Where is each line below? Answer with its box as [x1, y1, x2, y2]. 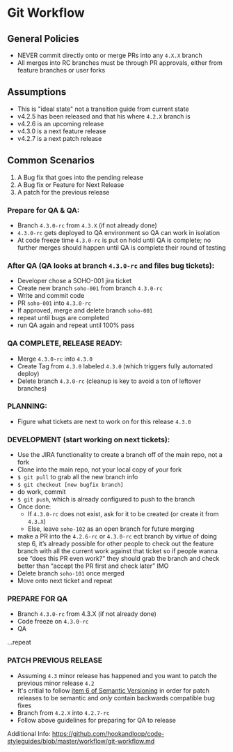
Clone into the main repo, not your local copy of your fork [17, 465, 182, 474]
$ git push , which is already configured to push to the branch [17, 495, 195, 504]
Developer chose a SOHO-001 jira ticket [17, 277, 132, 285]
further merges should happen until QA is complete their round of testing [17, 243, 226, 252]
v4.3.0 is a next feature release [17, 127, 106, 135]
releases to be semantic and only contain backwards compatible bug [17, 693, 216, 702]
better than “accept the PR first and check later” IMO [17, 562, 169, 570]
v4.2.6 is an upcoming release [17, 119, 104, 128]
